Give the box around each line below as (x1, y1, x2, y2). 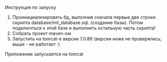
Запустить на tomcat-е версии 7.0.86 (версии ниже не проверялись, (12, 36, 162, 42)
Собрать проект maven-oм (12, 30, 71, 36)
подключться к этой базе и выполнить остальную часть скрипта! (12, 25, 156, 31)
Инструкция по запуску (5, 5, 57, 10)
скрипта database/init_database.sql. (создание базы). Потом (12, 20, 143, 25)
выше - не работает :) (12, 41, 60, 47)
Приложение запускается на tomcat (5, 51, 83, 57)
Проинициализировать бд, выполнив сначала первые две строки (12, 14, 156, 20)
